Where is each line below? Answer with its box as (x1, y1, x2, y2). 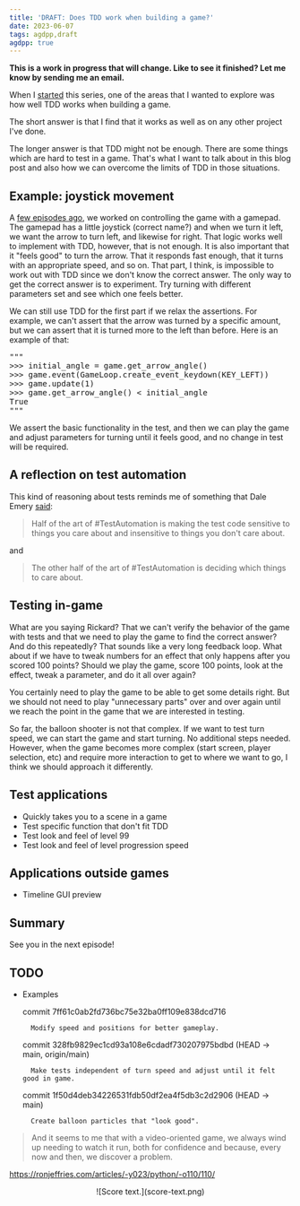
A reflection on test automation (9, 467, 187, 482)
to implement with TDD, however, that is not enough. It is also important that (9, 241, 289, 252)
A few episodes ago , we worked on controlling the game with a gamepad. (9, 213, 281, 223)
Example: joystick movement (9, 188, 175, 204)
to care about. (30, 571, 83, 583)
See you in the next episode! (9, 939, 115, 950)
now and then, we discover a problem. (30, 1151, 173, 1162)
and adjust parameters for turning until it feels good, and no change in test (9, 432, 284, 443)
